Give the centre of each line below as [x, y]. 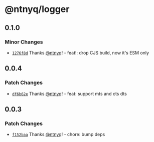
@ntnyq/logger [37, 9]
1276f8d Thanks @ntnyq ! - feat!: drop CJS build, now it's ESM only [80, 52]
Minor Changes [24, 42]
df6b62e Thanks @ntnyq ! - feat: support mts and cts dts [69, 93]
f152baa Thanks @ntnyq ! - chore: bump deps [58, 134]
